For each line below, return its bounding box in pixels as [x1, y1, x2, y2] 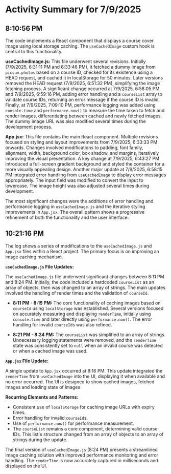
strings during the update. [12, 437, 68, 443]
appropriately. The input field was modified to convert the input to [5, 177, 144, 183]
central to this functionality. [5, 49, 63, 54]
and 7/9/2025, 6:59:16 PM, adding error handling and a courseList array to [5, 91, 162, 97]
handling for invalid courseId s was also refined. [12, 321, 112, 327]
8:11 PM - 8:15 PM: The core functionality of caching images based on [12, 300, 161, 306]
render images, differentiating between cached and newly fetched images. [5, 113, 162, 119]
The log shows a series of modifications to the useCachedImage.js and [5, 242, 152, 249]
